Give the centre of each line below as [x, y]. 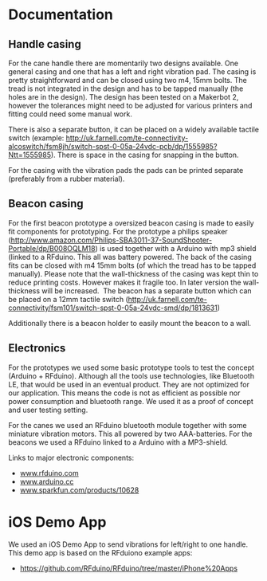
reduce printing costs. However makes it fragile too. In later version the [125, 282]
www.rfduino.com [49, 473]
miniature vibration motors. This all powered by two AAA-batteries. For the [130, 434]
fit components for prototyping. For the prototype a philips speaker [118, 231]
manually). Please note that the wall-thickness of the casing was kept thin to [133, 273]
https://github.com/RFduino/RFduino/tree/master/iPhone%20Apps [128, 568]
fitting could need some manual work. [71, 114]
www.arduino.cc [47, 481]
